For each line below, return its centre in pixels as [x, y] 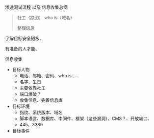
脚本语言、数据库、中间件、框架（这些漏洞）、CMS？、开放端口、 [86, 118]
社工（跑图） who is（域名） [46, 18]
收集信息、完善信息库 [41, 100]
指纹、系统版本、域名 [41, 112]
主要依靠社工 [32, 88]
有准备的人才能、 [22, 49]
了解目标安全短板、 [25, 38]
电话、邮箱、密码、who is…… [49, 76]
